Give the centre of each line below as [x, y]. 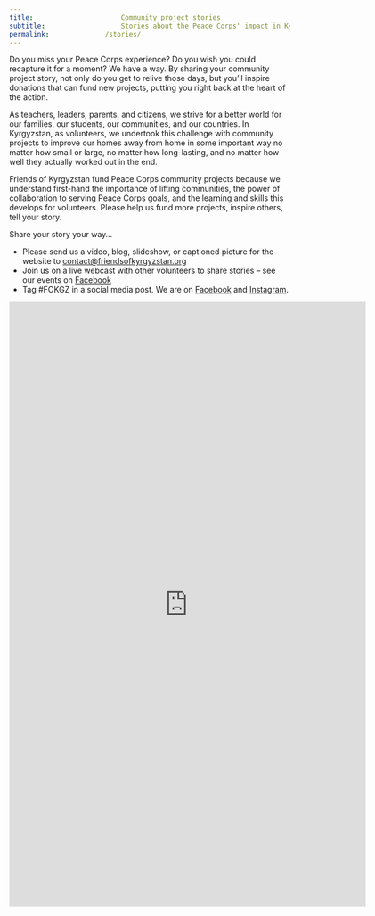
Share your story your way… [61, 235]
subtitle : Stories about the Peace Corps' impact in [145, 26]
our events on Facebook [66, 280]
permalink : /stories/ [75, 34]
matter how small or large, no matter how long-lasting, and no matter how [144, 153]
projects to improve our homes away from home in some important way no [146, 143]
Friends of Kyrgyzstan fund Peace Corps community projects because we [145, 179]
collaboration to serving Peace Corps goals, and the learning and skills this [147, 198]
